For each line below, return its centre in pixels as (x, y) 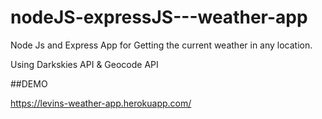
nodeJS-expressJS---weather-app (159, 17)
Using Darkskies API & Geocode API (84, 64)
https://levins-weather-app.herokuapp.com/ (101, 103)
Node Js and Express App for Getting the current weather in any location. (161, 45)
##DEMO (29, 83)
